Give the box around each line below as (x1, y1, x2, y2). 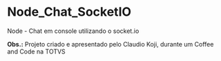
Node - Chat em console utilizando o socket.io (7, 27, 140, 35)
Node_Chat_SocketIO (7, 4, 132, 20)
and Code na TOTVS (7, 47, 66, 56)
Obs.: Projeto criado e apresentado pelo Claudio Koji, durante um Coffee (7, 40, 214, 48)
